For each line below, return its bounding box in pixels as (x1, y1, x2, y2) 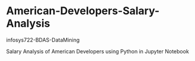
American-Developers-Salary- (6, 4, 160, 18)
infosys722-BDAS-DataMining (6, 36, 80, 43)
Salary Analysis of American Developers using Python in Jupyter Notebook (6, 47, 190, 54)
